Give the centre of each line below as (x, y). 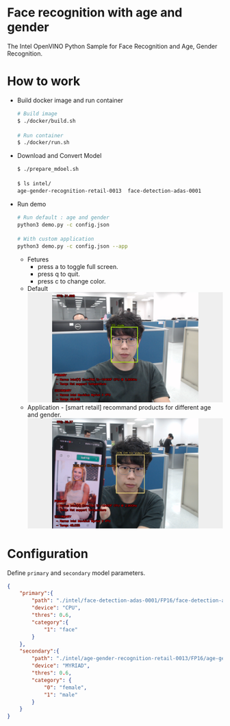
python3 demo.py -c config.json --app (72, 246)
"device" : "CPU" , (56, 608)
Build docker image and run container (70, 100)
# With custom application (55, 239)
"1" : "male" (61, 694)
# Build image (37, 114)
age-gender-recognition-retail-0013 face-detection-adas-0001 (109, 191)
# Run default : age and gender (63, 218)
